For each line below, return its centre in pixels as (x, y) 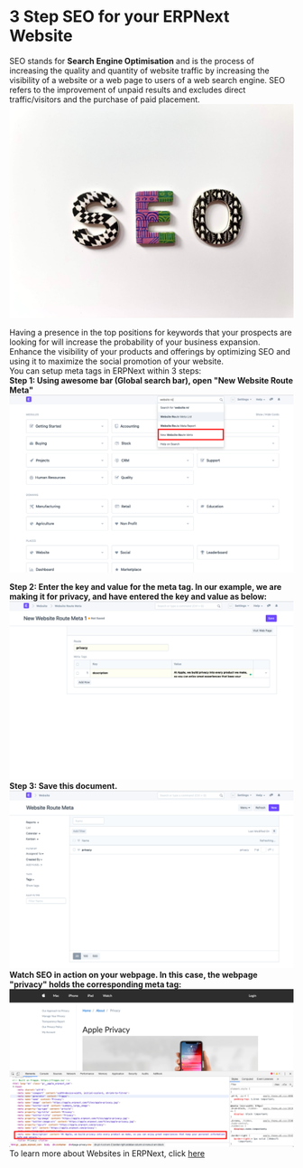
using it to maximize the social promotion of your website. (116, 361)
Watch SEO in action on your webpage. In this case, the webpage (134, 975)
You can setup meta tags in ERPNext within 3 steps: (106, 370)
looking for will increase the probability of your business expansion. (135, 342)
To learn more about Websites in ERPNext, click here (107, 1154)
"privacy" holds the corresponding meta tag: (96, 984)
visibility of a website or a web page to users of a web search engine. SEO (147, 80)
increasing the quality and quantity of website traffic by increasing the (139, 71)
